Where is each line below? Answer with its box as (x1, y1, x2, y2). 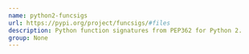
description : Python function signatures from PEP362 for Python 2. (8, 26, 243, 34)
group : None (8, 33, 48, 42)
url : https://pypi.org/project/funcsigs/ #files (8, 19, 171, 27)
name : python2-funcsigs (8, 11, 88, 20)
